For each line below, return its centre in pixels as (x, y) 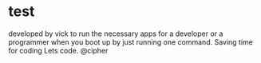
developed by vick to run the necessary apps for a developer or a (116, 33)
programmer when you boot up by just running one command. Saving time (131, 41)
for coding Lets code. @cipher (58, 50)
